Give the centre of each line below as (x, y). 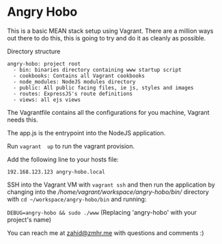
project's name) (29, 219)
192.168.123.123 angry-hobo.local (56, 172)
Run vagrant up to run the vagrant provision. (71, 146)
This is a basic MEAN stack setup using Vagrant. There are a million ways (110, 31)
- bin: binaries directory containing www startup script (98, 70)
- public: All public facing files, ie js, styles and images (103, 87)
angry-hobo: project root (44, 64)
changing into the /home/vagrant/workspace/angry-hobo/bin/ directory (108, 191)
